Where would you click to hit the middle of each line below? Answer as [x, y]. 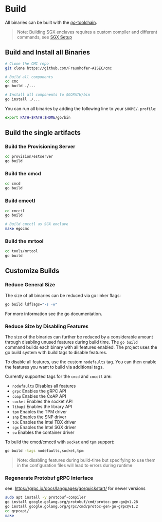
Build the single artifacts [43, 133]
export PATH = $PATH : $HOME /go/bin [38, 117]
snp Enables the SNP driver [39, 417]
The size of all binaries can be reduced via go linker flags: [63, 295]
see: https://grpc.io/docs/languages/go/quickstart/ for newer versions [75, 488]
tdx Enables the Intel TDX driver [44, 422]
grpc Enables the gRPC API [39, 391]
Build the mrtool [24, 241]
